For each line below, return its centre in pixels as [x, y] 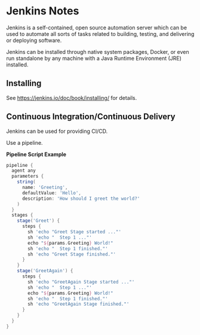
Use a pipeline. [24, 142]
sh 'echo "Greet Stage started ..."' [74, 232]
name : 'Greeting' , [45, 188]
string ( [26, 182]
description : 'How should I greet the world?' [81, 199]
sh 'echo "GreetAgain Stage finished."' [79, 304]
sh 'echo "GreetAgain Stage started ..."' [81, 282]
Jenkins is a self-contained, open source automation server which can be [96, 28]
